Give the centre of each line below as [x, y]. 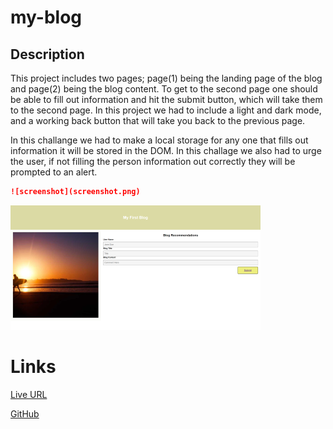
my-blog [46, 17]
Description [47, 54]
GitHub [25, 413]
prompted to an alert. [54, 172]
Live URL [29, 394]
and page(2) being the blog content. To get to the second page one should [164, 89]
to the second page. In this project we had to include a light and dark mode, [166, 110]
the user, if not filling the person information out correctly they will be [153, 161]
